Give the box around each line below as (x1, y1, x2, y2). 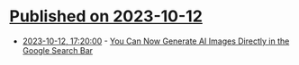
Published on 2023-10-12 (9, 6, 203, 27)
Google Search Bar (22, 45, 93, 55)
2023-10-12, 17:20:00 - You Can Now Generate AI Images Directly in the (22, 36, 290, 46)
